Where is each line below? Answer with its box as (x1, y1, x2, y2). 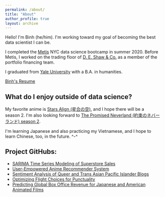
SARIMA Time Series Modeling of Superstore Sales (12, 160, 115, 167)
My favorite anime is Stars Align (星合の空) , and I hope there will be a (5, 106, 144, 112)
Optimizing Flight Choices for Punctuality (12, 176, 95, 182)
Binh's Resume (5, 78, 35, 84)
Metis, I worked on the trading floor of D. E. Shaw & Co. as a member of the (5, 54, 158, 60)
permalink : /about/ (5, 7, 45, 12)
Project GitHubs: (5, 148, 57, 156)
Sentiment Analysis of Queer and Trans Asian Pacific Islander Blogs (12, 171, 149, 177)
